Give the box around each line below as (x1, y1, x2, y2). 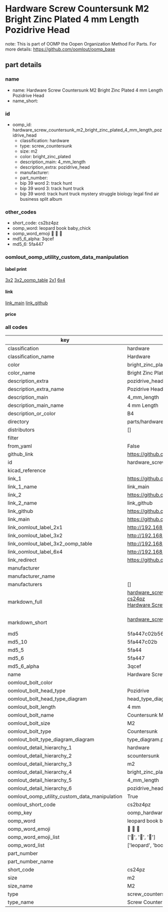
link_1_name (7, 484, 37, 491)
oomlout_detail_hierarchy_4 (7, 769, 72, 776)
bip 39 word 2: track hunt (19, 180, 72, 186)
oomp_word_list (7, 842, 45, 849)
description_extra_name (7, 386, 64, 393)
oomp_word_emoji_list (7, 834, 60, 841)
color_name (7, 369, 35, 376)
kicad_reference (7, 467, 46, 474)
